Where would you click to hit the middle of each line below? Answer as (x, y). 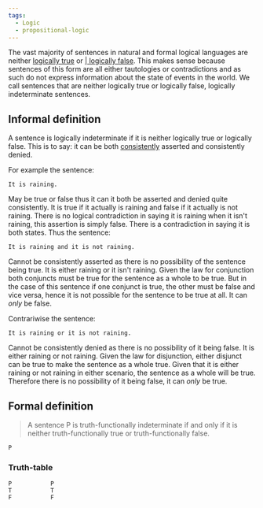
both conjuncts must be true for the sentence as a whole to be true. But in (128, 278)
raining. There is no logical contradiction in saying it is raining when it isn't (128, 216)
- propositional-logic (52, 30)
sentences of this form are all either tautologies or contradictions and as (125, 69)
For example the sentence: (51, 170)
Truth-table (31, 467)
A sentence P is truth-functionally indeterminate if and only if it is (132, 425)
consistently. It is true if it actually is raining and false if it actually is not (123, 208)
